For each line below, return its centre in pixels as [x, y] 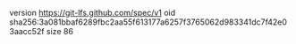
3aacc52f [27, 31]
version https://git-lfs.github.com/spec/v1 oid [93, 13]
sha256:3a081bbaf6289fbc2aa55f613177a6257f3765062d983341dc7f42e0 [148, 22]
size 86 [60, 31]
